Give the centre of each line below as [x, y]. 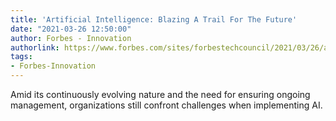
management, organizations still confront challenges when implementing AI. [166, 105]
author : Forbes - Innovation [71, 38]
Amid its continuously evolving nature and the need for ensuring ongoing [160, 94]
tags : [21, 57]
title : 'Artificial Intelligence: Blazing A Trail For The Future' [154, 19]
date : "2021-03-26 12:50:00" [71, 29]
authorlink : [35, 47]
